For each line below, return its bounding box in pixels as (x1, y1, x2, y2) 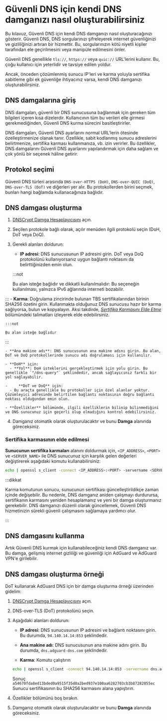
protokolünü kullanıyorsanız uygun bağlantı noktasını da (19, 256, 134, 262)
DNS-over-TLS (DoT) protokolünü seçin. (12, 608, 94, 614)
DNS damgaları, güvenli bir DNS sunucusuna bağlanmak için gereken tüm (5, 109, 156, 115)
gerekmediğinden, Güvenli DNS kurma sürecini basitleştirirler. (5, 120, 131, 126)
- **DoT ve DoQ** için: (5, 383, 64, 388)
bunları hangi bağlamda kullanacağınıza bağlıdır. (5, 189, 104, 195)
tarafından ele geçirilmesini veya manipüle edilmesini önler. (5, 46, 126, 52)
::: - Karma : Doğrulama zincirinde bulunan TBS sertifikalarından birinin (5, 296, 149, 302)
